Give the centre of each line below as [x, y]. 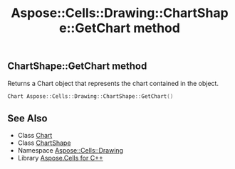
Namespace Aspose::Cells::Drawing [70, 151]
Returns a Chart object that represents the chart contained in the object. [113, 83]
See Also [27, 118]
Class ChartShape [44, 143]
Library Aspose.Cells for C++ [60, 158]
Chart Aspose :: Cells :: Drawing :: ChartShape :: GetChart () [90, 96]
